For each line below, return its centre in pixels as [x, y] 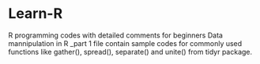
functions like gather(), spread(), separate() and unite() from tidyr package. [130, 52]
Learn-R [36, 14]
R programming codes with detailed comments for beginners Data [116, 35]
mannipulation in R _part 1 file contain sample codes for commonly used [125, 43]
